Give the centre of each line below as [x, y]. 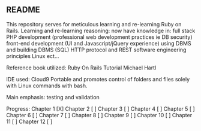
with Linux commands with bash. [47, 86]
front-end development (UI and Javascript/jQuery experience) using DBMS [99, 43]
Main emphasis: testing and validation [53, 97]
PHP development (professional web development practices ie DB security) [100, 37]
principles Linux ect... [33, 56]
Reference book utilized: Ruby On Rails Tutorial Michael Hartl [81, 68]
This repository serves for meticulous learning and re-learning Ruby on [94, 24]
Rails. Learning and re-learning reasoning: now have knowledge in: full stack [101, 31]
